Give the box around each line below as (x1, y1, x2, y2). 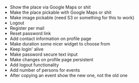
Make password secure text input (9, 51, 78, 57)
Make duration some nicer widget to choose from (9, 41, 110, 46)
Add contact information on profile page (9, 36, 92, 41)
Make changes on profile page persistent (9, 57, 94, 62)
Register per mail (9, 25, 44, 31)
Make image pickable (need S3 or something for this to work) (9, 15, 135, 20)
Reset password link (9, 31, 51, 36)
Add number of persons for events (9, 67, 80, 73)
